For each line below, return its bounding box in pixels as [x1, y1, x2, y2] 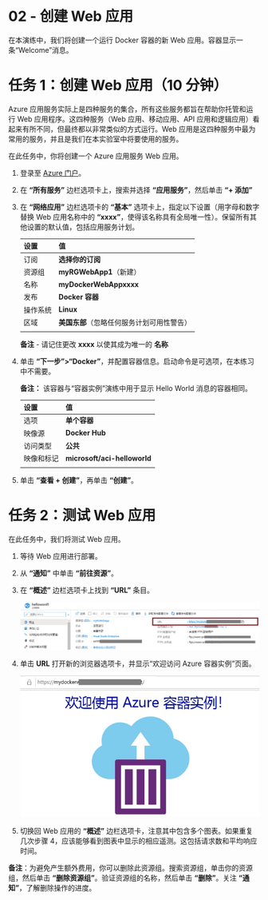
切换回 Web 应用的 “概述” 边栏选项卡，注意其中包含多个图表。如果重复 [19, 826, 254, 836]
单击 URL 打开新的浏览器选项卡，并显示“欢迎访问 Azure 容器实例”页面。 [19, 659, 257, 668]
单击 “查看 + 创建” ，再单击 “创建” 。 [19, 475, 138, 484]
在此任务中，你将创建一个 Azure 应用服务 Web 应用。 [8, 151, 183, 161]
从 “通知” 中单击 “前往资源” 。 [19, 568, 118, 578]
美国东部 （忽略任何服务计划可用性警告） [58, 317, 191, 327]
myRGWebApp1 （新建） [58, 267, 141, 277]
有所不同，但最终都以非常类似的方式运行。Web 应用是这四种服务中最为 [22, 124, 256, 133]
